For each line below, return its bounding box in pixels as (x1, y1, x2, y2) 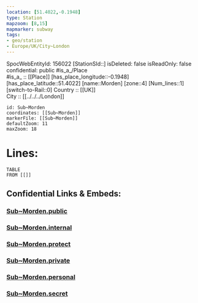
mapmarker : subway (6, 26, 53, 33)
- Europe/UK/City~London (6, 44, 70, 50)
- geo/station (6, 37, 43, 44)
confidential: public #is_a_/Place (6, 66, 88, 74)
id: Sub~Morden (6, 104, 45, 110)
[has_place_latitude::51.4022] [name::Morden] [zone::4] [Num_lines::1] (6, 79, 185, 86)
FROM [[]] (6, 172, 32, 178)
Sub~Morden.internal (6, 223, 72, 232)
